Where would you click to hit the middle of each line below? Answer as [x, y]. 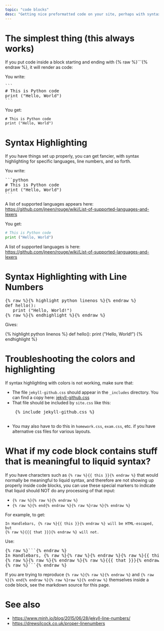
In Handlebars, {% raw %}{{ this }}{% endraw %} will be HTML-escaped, [79, 524]
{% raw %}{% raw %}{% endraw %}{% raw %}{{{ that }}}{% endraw [82, 560]
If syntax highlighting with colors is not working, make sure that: [69, 383]
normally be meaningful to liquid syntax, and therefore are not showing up [79, 480]
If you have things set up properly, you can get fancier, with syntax [72, 156]
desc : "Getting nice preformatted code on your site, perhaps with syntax [83, 14]
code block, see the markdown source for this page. [58, 585]
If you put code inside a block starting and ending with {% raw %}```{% [76, 62]
